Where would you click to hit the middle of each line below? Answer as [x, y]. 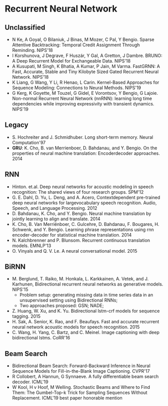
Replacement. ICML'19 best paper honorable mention [67, 398]
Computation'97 [29, 142]
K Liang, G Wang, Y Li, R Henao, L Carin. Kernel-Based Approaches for [86, 82]
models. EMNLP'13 [32, 246]
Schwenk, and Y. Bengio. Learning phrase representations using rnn [83, 229]
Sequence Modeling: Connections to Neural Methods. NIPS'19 [77, 88]
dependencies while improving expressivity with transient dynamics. [83, 104]
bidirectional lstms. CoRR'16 [41, 338]
